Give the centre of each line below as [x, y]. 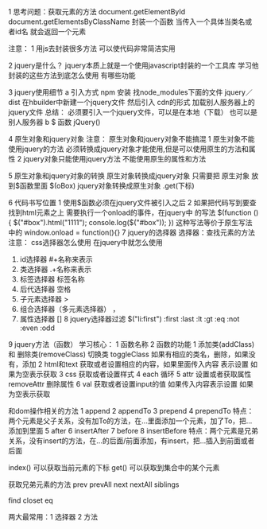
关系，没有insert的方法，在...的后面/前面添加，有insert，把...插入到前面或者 [132, 441]
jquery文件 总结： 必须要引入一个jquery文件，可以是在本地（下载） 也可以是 [133, 112]
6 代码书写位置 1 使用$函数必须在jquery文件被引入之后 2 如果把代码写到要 [129, 202]
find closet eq [31, 500]
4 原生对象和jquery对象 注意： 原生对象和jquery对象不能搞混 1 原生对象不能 [132, 139]
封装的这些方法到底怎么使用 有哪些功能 [72, 75]
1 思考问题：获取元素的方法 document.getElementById [97, 12]
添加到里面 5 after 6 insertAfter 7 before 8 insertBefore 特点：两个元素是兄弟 [133, 431]
